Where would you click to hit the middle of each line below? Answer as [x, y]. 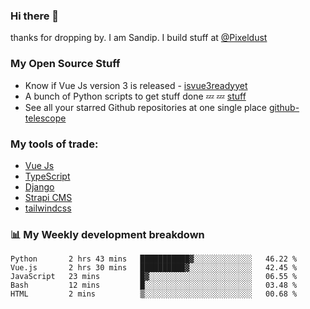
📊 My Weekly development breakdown [107, 234]
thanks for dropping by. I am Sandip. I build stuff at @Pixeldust [139, 38]
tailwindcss [48, 208]
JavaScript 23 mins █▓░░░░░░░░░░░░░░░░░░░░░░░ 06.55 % [154, 277]
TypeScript [47, 176]
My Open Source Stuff [65, 64]
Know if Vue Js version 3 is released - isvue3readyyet [136, 85]
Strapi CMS [48, 197]
